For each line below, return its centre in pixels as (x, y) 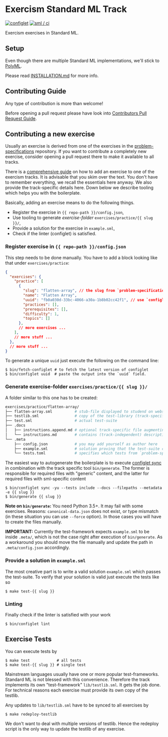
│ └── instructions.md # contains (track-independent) (73, 435)
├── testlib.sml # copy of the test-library (69, 416)
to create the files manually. (34, 522)
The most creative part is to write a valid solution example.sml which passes (83, 571)
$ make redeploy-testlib (31, 714)
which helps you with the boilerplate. (43, 193)
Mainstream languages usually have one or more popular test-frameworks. (82, 674)
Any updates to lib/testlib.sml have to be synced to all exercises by (77, 705)
